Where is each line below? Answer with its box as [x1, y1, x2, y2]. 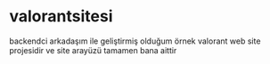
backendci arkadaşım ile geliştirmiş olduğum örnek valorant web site [9, 36, 261, 46]
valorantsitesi [9, 6, 113, 27]
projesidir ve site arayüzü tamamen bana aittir [9, 44, 177, 55]
